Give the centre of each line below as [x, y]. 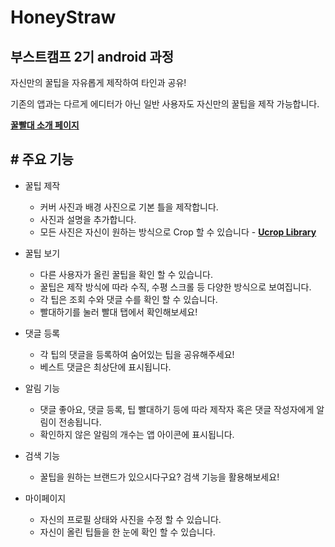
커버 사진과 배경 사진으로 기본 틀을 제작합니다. [129, 207]
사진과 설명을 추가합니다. [88, 219]
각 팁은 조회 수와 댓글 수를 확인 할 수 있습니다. [128, 299]
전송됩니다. [80, 422]
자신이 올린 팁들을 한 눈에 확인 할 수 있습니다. [127, 532]
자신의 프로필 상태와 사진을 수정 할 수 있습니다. [130, 519]
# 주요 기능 [42, 159]
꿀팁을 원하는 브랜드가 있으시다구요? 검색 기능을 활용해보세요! [159, 477]
